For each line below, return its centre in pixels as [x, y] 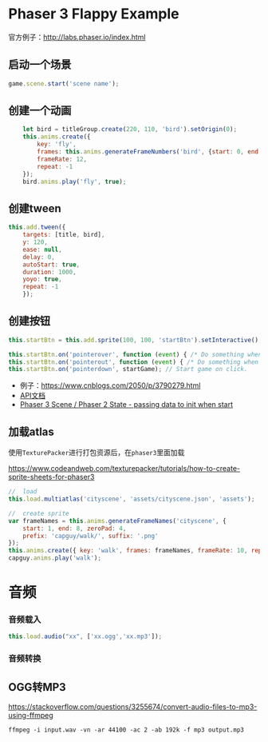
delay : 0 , [39, 257]
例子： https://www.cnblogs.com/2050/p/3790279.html [110, 385]
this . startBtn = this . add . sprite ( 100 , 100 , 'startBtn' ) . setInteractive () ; [135, 340]
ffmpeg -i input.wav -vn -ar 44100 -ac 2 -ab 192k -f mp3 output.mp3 [126, 730]
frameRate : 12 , [62, 159]
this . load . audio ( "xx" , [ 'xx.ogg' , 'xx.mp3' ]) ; [85, 636]
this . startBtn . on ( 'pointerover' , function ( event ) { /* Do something [126, 354]
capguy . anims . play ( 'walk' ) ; [55, 558]
